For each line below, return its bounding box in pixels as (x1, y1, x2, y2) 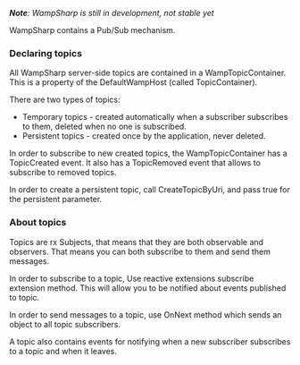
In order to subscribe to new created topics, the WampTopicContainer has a (9, 148, 287, 159)
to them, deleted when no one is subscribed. (21, 121, 187, 132)
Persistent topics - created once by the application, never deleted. (21, 131, 266, 141)
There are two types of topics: (9, 94, 121, 106)
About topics (9, 216, 67, 229)
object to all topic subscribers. (9, 318, 121, 329)
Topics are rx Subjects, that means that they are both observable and (9, 236, 264, 247)
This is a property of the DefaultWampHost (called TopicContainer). (9, 77, 258, 88)
